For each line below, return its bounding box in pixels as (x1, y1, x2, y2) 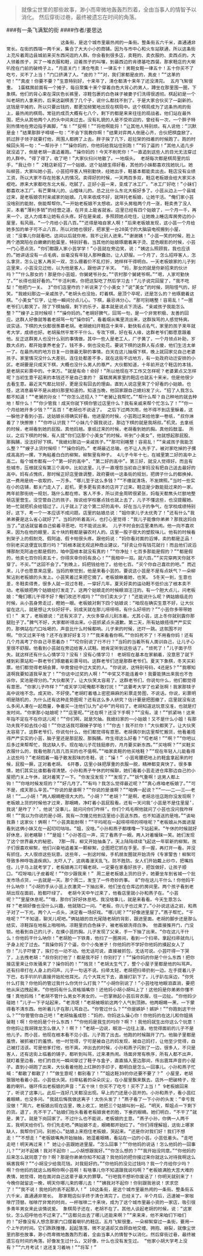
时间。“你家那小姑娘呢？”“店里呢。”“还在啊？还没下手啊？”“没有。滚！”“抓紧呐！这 (10, 710, 191, 716)
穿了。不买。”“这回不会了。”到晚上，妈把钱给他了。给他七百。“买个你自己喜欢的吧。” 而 (6, 562, 192, 568)
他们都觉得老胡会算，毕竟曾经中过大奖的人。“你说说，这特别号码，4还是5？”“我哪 (15, 665, 191, 671)
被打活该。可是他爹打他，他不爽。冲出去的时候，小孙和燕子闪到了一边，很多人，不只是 (10, 1045, 196, 1051)
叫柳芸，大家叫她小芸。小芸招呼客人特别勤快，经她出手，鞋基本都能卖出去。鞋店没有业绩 (6, 169, 196, 175)
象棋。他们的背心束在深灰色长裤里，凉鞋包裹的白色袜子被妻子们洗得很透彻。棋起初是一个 (6, 91, 196, 97)
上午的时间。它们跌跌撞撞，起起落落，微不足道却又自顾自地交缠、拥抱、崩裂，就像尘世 (10, 1225, 196, 1231)
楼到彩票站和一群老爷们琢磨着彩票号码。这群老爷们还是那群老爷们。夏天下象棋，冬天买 (6, 658, 191, 664)
